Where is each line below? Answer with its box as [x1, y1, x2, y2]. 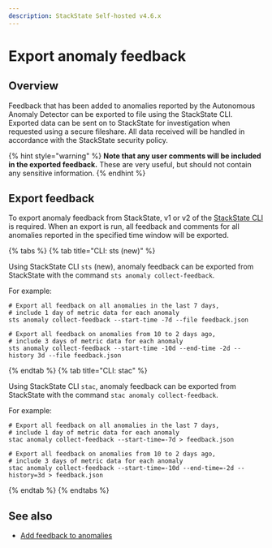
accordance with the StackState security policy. [8, 135, 168, 145]
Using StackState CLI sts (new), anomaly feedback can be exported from [8, 261, 254, 272]
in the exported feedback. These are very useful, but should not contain [8, 159, 252, 169]
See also [8, 509, 53, 523]
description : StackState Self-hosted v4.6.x [8, 11, 162, 20]
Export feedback [8, 192, 95, 205]
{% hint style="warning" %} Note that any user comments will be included [8, 151, 261, 161]
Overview [8, 79, 59, 93]
